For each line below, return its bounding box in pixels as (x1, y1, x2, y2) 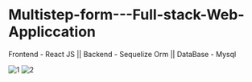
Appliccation (8, 23, 97, 41)
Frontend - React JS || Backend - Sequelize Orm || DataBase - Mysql (8, 49, 237, 59)
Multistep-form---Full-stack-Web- (8, 6, 245, 24)
